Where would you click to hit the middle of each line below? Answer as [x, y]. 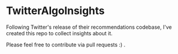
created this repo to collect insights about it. [59, 33]
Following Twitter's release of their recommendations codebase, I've [89, 27]
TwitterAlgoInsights [56, 11]
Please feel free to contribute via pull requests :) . [66, 45]
